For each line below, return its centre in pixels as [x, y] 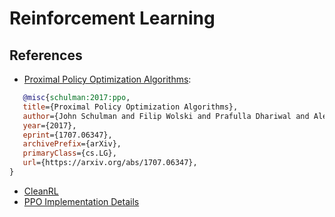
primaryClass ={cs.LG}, [69, 153]
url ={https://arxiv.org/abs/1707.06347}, [110, 163]
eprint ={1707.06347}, [67, 135]
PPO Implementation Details [81, 201]
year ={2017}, [49, 125]
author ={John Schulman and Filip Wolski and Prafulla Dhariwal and [166, 116]
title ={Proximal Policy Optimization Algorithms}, [130, 107]
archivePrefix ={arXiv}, [72, 144]
